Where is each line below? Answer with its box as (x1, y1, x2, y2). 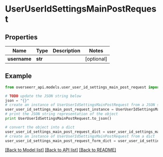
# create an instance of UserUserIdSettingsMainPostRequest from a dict (5, 134, 155, 139)
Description (52, 47, 81, 54)
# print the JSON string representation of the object (5, 111, 118, 117)
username (7, 56, 32, 62)
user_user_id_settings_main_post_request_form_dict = (5, 138, 116, 143)
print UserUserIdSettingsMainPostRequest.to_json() (5, 116, 112, 121)
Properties (5, 33, 38, 41)
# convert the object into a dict (5, 125, 75, 129)
